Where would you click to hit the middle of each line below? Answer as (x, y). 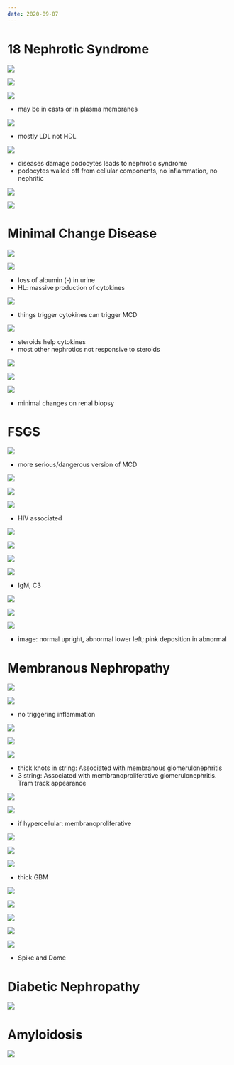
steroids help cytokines (52, 341)
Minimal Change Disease (82, 234)
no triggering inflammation (56, 715)
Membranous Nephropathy (89, 668)
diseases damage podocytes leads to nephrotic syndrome (102, 163)
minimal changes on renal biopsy (66, 403)
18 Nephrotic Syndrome (78, 49)
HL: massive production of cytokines (71, 287)
